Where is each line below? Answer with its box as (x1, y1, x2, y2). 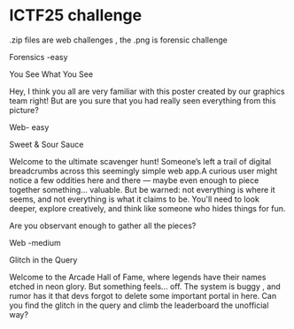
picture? (9, 104, 40, 115)
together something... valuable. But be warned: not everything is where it (9, 184, 276, 195)
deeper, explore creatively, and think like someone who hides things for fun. (9, 203, 286, 213)
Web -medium (9, 237, 62, 248)
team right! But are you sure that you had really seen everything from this (9, 95, 276, 106)
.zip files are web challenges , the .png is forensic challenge (9, 34, 228, 45)
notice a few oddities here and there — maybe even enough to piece (9, 174, 259, 186)
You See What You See (9, 68, 94, 80)
